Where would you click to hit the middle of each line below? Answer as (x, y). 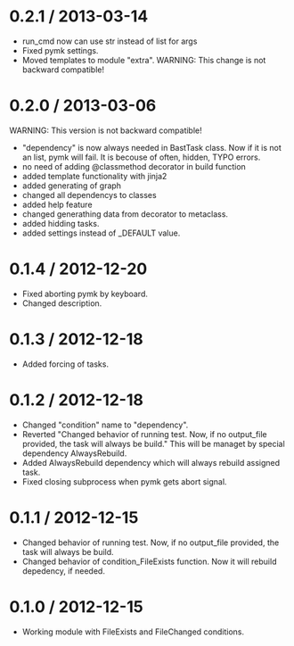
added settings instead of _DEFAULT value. (101, 233)
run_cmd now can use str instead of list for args (110, 41)
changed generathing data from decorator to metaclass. (125, 214)
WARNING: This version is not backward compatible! (106, 130)
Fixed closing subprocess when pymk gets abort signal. (124, 481)
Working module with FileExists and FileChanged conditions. (133, 632)
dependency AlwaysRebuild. (74, 453)
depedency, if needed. (63, 571)
